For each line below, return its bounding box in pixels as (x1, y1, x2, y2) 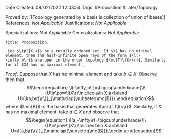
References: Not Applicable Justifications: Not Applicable (5, 20, 127, 26)
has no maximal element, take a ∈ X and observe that (5, 109, 119, 115)
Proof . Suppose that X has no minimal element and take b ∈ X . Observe (5, 71, 157, 77)
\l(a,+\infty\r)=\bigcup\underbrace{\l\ (68, 117, 146, 123)
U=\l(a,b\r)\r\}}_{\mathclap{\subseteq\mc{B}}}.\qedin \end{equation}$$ (10, 128, 162, 134)
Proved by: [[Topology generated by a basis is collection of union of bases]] (5, 14, 166, 20)
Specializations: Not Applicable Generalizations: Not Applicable (5, 30, 139, 35)
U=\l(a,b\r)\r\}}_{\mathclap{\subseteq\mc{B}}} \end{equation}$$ (17, 95, 155, 102)
